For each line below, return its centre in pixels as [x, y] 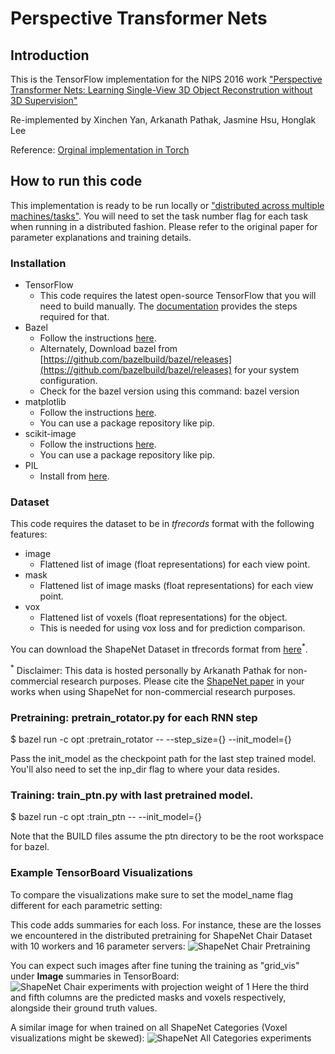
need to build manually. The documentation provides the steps [168, 306]
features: [29, 534]
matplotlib [45, 402]
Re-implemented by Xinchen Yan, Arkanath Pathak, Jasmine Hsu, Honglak [163, 120]
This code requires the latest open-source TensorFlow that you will [178, 296]
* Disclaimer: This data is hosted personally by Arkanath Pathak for [148, 669]
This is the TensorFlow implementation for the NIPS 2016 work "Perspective [166, 79]
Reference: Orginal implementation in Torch [100, 150]
